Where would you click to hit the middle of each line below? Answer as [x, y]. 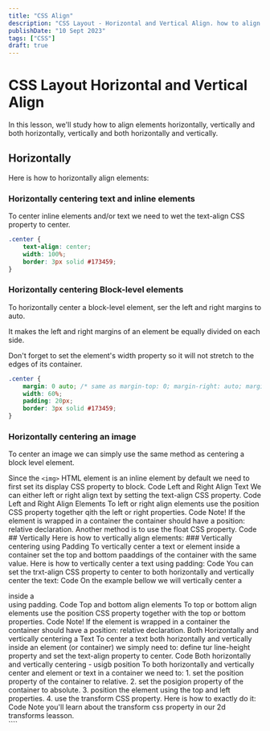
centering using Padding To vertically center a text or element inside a [125, 546]
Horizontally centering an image [72, 437]
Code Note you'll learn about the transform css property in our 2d [117, 707]
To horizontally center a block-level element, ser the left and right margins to [135, 307]
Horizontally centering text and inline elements [102, 198]
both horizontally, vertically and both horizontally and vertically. [113, 133]
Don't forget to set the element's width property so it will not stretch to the [131, 355]
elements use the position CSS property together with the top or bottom [127, 613]
